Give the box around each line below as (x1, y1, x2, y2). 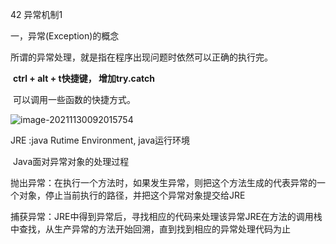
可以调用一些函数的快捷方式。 (12, 94, 136, 105)
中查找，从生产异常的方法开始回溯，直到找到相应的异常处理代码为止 (10, 223, 291, 235)
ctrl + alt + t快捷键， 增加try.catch (12, 73, 156, 84)
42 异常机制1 (10, 9, 63, 20)
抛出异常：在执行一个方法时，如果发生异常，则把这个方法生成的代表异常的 (10, 177, 317, 188)
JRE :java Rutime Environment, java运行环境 (10, 134, 191, 146)
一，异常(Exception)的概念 (10, 30, 120, 42)
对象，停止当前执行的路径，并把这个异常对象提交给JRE (18, 189, 246, 201)
